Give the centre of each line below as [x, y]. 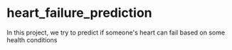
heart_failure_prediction [79, 13]
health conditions [32, 39]
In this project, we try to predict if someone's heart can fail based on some [116, 32]
